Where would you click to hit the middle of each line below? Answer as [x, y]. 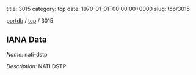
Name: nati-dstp [27, 54]
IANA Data [27, 40]
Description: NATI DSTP [36, 66]
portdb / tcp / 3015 [30, 20]
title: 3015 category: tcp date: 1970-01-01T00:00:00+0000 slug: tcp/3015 [98, 9]
